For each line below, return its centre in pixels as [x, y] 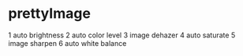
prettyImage [49, 14]
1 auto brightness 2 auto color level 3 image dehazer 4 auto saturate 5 [122, 35]
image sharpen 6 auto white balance [67, 43]
